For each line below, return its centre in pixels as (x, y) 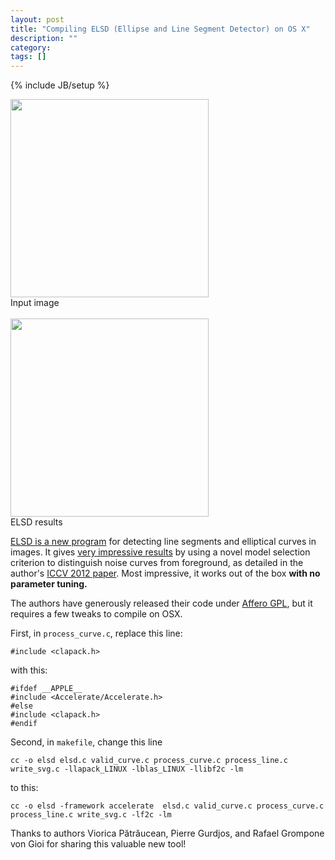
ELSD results (36, 522)
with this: (29, 670)
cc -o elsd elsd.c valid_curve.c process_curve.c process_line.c (149, 761)
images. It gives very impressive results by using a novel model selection (160, 552)
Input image (35, 303)
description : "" (44, 38)
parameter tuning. (49, 584)
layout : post (37, 19)
